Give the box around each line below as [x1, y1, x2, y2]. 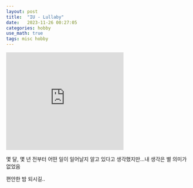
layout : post [6, 8, 38, 15]
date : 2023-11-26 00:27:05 [6, 19, 77, 25]
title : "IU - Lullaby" [6, 14, 65, 20]
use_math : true [6, 31, 43, 36]
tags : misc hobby [6, 36, 49, 42]
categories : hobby [6, 25, 51, 31]
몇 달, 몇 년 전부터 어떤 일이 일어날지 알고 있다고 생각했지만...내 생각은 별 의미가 [6, 156, 187, 162]
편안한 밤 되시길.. [6, 176, 46, 182]
